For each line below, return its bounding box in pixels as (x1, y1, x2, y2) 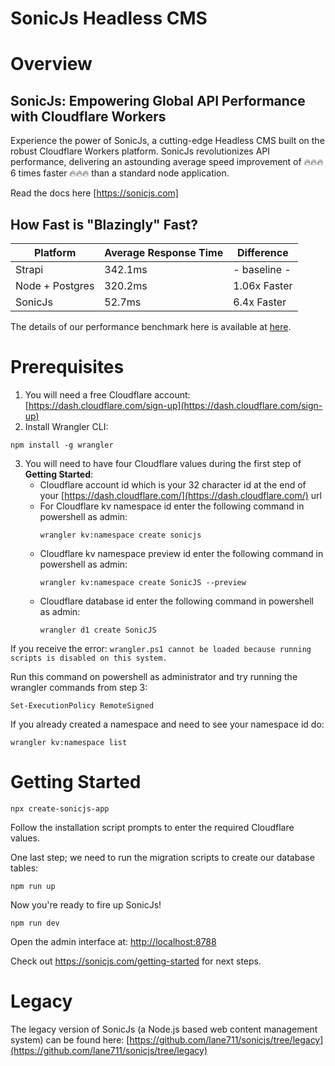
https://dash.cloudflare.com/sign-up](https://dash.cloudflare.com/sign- (28, 399, 323, 411)
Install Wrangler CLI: (24, 420, 109, 432)
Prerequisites (10, 356, 125, 379)
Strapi (15, 263, 44, 276)
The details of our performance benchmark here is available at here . (10, 321, 292, 332)
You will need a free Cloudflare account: (24, 388, 191, 401)
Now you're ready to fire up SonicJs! (10, 898, 162, 911)
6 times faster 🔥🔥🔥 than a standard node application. (10, 167, 230, 179)
